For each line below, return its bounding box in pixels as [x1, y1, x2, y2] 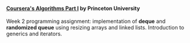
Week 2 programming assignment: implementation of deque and [6, 18, 166, 25]
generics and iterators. [6, 30, 62, 38]
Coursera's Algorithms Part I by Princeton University [6, 5, 140, 12]
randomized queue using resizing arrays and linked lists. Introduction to [6, 24, 185, 31]
